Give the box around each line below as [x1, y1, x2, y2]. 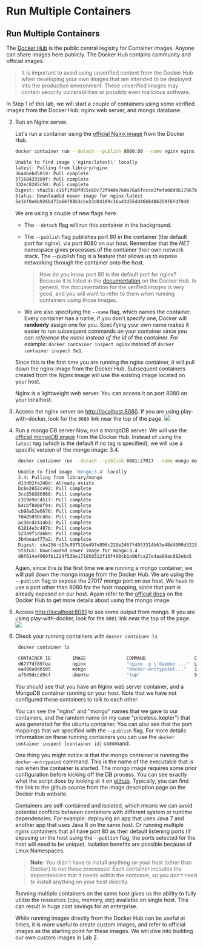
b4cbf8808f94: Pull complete [18, 503, 92, 509]
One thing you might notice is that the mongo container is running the [15, 752, 189, 759]
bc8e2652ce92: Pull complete [18, 486, 92, 492]
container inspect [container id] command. [15, 740, 130, 747]
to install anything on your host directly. [30, 878, 129, 886]
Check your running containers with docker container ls [15, 632, 158, 640]
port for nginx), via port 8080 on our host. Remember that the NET [24, 239, 190, 247]
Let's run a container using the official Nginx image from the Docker [15, 130, 185, 137]
